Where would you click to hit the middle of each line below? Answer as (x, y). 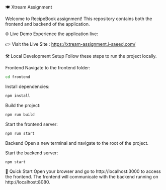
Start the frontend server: (31, 124)
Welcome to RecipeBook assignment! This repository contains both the (79, 19)
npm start (16, 162)
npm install (18, 96)
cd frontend (18, 77)
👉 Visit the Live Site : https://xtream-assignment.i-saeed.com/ (70, 44)
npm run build (20, 115)
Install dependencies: (27, 86)
